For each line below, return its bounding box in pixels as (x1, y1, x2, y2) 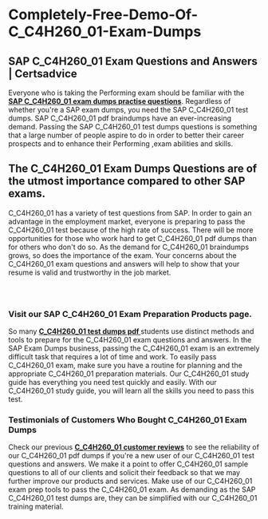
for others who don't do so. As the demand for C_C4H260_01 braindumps (8, 242, 250, 252)
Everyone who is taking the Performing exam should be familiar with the (8, 88, 245, 97)
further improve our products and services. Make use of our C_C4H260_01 (8, 477, 253, 486)
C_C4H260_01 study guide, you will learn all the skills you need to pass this (8, 386, 254, 396)
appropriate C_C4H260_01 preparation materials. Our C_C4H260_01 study (8, 369, 250, 378)
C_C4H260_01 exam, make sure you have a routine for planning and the (8, 361, 243, 370)
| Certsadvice (8, 66, 77, 81)
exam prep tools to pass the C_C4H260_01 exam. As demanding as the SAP (8, 485, 256, 494)
